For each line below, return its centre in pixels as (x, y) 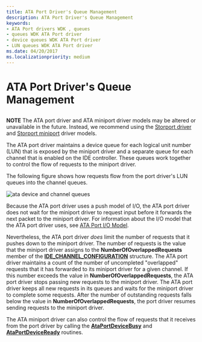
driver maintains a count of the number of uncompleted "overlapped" (92, 263)
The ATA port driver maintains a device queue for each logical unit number (99, 145)
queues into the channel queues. (47, 183)
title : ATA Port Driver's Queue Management (62, 12)
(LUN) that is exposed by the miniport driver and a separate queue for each (100, 151)
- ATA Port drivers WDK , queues (48, 29)
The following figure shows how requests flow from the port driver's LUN (97, 176)
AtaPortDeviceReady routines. (45, 332)
